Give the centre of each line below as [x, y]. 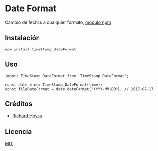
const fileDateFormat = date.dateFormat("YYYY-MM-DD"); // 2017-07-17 [79, 89]
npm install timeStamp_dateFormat [41, 49]
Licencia [19, 131]
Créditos [19, 104]
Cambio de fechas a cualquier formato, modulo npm [58, 22]
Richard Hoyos [27, 116]
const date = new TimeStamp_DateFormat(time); [54, 85]
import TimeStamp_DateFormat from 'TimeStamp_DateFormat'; [67, 76]
